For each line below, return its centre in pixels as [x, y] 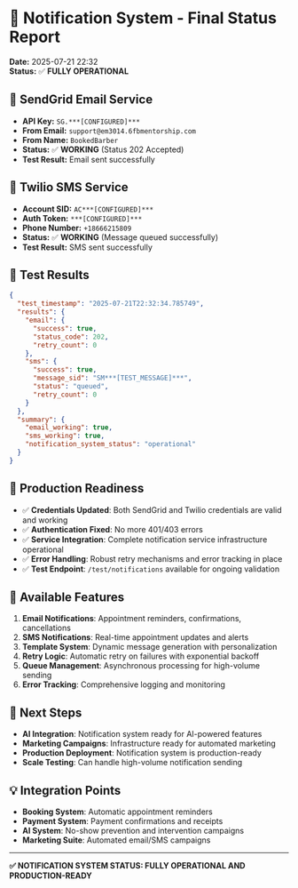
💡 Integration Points [65, 790]
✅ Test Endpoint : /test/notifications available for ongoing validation [151, 569]
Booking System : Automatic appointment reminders [117, 812]
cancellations [46, 628]
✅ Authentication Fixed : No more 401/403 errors [113, 529]
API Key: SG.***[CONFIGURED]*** [81, 121]
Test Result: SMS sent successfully [87, 247]
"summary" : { [41, 420]
